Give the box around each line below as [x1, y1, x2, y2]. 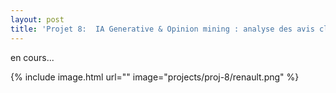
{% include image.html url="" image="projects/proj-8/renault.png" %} [10, 71, 300, 83]
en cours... [10, 51, 55, 63]
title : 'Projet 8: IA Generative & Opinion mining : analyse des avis [10, 24, 315, 34]
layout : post [10, 14, 65, 25]
